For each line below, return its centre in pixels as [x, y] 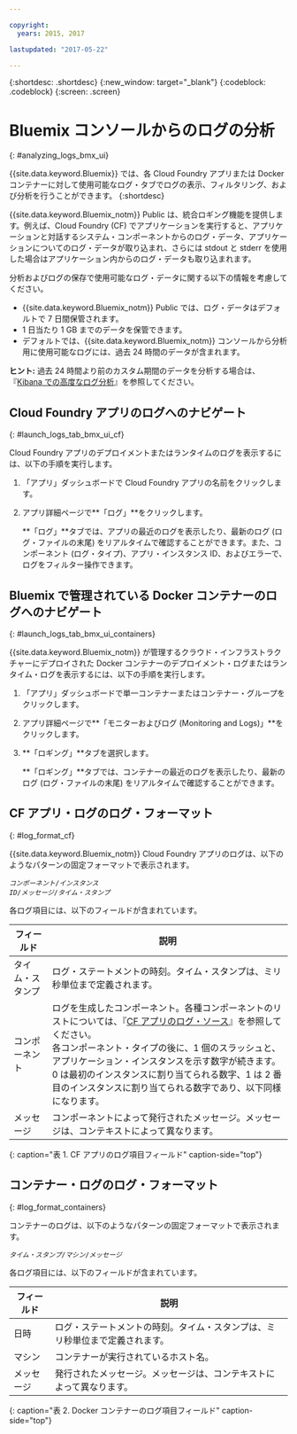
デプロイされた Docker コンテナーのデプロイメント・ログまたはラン [164, 663]
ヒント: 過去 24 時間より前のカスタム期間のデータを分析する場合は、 [135, 371]
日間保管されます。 [89, 319]
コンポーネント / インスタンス [54, 883]
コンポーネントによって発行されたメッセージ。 [148, 1118]
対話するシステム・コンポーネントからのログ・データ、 [148, 237]
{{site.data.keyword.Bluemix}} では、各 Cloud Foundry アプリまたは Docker [147, 174]
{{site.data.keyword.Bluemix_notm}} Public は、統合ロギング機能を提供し [142, 214]
